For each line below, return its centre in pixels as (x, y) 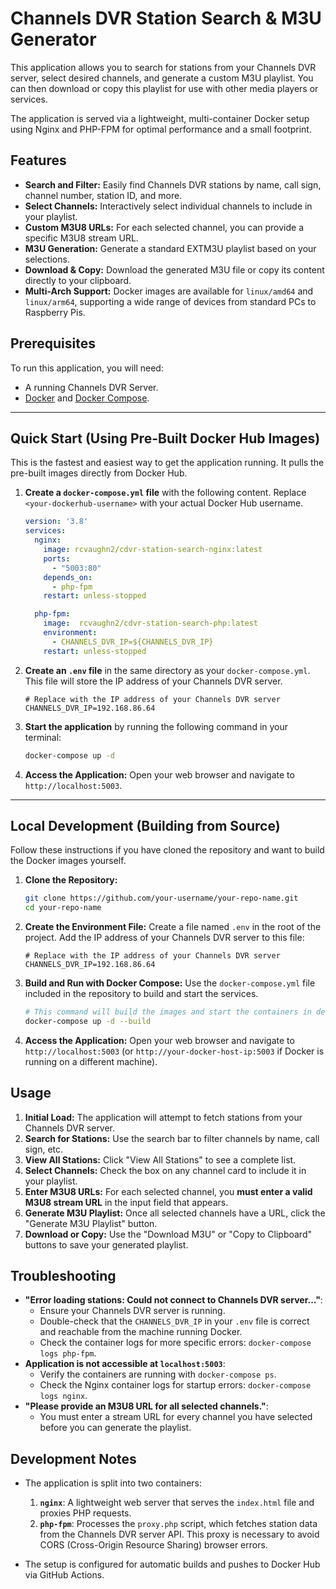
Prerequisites (53, 343)
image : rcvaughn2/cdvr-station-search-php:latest (151, 623)
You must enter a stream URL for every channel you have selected (176, 1417)
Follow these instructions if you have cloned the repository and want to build (167, 850)
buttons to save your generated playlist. (106, 1244)
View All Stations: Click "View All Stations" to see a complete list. (160, 1159)
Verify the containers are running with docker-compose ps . (158, 1374)
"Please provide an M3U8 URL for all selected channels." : (146, 1406)
